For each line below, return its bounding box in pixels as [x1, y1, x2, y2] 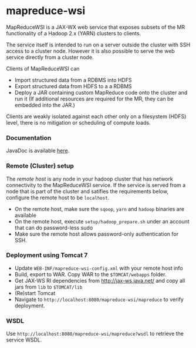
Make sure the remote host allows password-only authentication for [14, 230, 179, 237]
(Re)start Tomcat [14, 289, 56, 296]
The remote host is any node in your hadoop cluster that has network [6, 175, 173, 182]
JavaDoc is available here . [6, 147, 70, 154]
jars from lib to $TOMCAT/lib [14, 283, 83, 290]
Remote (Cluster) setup [6, 162, 75, 170]
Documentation [6, 133, 52, 142]
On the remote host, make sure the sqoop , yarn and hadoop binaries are [14, 205, 185, 212]
